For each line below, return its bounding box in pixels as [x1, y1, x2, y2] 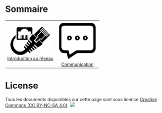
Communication [61, 61, 94, 67]
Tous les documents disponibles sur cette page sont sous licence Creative [5, 97, 157, 103]
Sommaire [5, 3, 48, 15]
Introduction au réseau [7, 56, 54, 61]
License [5, 80, 39, 91]
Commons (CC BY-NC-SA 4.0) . [5, 103, 69, 109]
